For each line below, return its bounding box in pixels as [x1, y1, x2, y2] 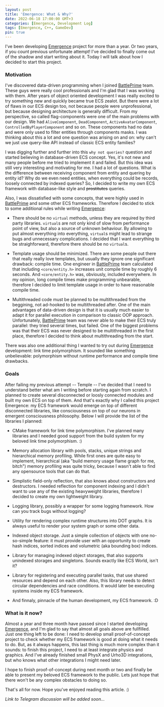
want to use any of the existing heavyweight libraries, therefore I [12, 488, 142, 494]
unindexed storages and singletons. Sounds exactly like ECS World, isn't [12, 557, 158, 563]
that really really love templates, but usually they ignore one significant [12, 256, 155, 262]
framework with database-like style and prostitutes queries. [5, 186, 126, 192]
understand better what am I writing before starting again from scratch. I [5, 387, 151, 393]
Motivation [5, 71, 32, 78]
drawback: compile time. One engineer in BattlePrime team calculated [12, 261, 153, 267]
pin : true [5, 30, 25, 35]
